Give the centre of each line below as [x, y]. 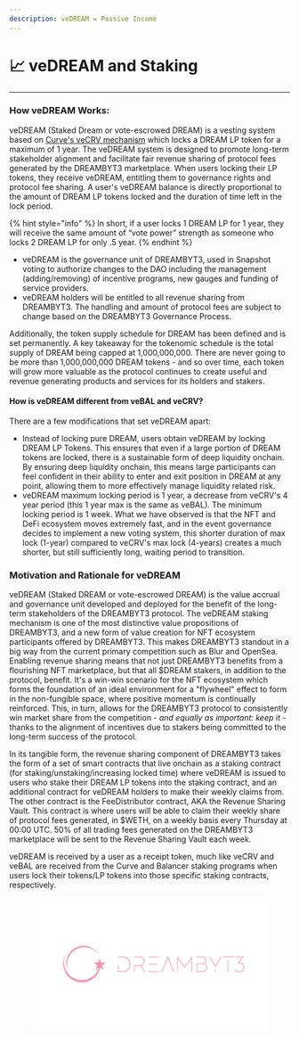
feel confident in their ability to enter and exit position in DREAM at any [152, 476]
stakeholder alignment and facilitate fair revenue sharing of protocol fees [143, 158]
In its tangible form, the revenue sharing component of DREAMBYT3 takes [145, 754]
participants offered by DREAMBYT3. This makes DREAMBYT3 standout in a [149, 642]
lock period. [31, 206]
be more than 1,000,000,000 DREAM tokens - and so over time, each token [147, 362]
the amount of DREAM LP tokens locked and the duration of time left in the [145, 196]
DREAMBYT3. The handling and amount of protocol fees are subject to [152, 307]
